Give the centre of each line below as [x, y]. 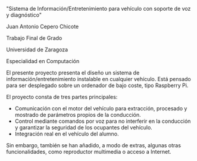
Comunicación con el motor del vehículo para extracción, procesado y [101, 109]
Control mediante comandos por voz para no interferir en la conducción [103, 121]
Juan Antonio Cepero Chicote [43, 27]
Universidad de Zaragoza [37, 49]
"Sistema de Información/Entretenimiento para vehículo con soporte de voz [98, 9]
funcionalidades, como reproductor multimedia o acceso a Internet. [89, 152]
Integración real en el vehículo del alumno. [67, 134]
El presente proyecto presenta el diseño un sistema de [73, 73]
